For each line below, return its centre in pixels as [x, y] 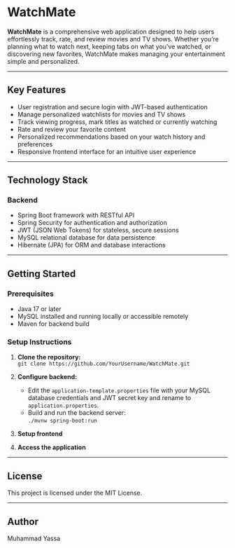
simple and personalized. [43, 61]
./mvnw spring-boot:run [63, 421]
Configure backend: [47, 377]
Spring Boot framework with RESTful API [76, 215]
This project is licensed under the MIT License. [75, 493]
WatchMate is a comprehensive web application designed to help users [111, 32]
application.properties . [63, 405]
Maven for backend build [53, 324]
